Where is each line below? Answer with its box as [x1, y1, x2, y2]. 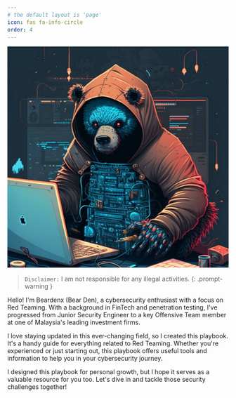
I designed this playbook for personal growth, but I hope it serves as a [7, 368, 210, 376]
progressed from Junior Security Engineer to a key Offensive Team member [7, 311, 227, 319]
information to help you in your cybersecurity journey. [7, 354, 163, 363]
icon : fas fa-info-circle [7, 18, 83, 26]
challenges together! [7, 383, 67, 391]
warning [24, 282, 49, 291]
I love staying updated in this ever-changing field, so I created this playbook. [7, 332, 228, 340]
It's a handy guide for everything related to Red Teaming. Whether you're [7, 339, 219, 347]
